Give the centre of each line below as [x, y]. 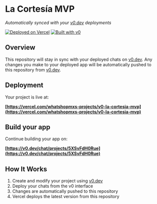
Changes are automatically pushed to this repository [65, 191]
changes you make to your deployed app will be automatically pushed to [78, 64]
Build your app [28, 127]
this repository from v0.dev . [33, 70]
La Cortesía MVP [40, 9]
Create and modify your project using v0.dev [57, 181]
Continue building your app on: [36, 139]
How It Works [26, 169]
